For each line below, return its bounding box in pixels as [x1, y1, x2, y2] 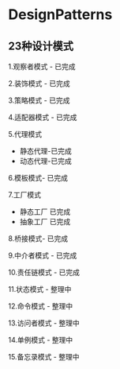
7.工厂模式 [8, 190, 42, 200]
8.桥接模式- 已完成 [8, 234, 69, 243]
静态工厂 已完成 [19, 207, 71, 216]
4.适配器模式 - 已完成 [8, 113, 77, 122]
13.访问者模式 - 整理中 [8, 318, 81, 328]
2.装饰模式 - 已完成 [8, 79, 70, 88]
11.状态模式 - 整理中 [8, 285, 72, 293]
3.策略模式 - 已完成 [8, 95, 70, 105]
